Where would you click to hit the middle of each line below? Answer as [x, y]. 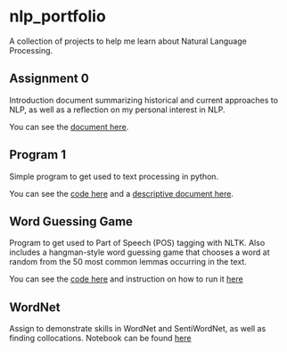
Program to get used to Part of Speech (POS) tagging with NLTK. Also [137, 243]
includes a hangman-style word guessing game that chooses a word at [139, 252]
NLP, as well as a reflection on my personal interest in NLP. [117, 110]
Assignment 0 [49, 79]
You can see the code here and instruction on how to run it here [126, 279]
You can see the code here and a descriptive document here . [122, 193]
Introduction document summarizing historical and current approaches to [144, 100]
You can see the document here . [69, 127]
